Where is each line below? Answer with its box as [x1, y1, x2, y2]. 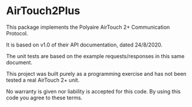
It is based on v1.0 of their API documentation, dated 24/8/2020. [6, 41, 163, 48]
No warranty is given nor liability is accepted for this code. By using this [6, 88, 181, 95]
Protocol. [6, 29, 28, 36]
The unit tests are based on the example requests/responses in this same [6, 52, 185, 59]
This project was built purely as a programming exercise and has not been [6, 70, 187, 77]
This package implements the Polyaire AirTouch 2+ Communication [6, 24, 170, 31]
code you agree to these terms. [6, 94, 83, 101]
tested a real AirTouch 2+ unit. [6, 76, 80, 83]
